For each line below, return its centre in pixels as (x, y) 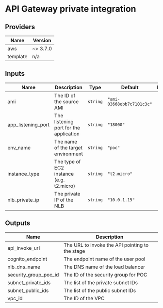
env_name (19, 147)
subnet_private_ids (29, 282)
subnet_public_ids (28, 291)
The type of (67, 162)
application (67, 133)
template (17, 57)
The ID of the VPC (84, 298)
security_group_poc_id (33, 275)
